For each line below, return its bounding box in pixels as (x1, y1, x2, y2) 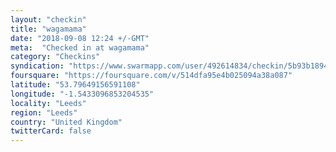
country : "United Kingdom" (10, 117, 123, 127)
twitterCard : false (10, 126, 92, 136)
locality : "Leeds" (10, 98, 87, 108)
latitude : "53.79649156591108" (10, 80, 141, 90)
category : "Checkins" (10, 52, 101, 62)
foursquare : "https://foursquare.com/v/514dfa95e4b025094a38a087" (10, 71, 293, 81)
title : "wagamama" (10, 24, 87, 34)
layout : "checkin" (10, 14, 87, 25)
